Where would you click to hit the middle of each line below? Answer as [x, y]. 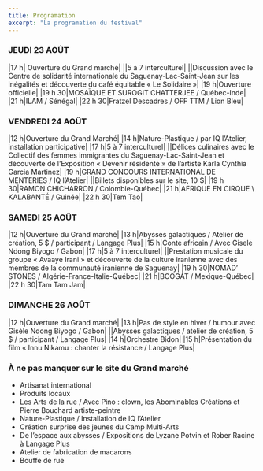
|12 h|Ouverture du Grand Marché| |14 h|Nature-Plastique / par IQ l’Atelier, [128, 139]
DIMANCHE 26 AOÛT [49, 306]
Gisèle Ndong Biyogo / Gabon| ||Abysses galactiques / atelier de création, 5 [131, 331]
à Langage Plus [44, 443]
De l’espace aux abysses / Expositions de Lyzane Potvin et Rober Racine [137, 435]
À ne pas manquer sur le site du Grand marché [98, 368]
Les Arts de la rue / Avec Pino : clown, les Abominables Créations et [130, 402]
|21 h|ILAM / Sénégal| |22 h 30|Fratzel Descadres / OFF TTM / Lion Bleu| [126, 101]
